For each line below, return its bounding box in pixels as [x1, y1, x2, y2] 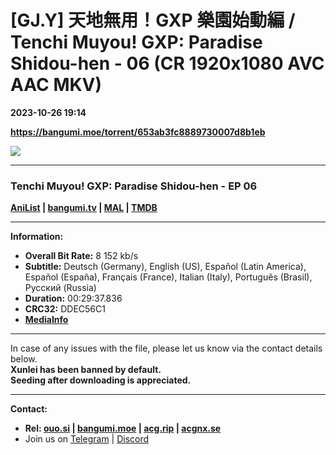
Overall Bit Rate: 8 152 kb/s [24, 250, 139, 262]
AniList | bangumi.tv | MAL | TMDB [10, 202, 158, 214]
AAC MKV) [10, 74, 103, 96]
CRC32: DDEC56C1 [24, 303, 106, 315]
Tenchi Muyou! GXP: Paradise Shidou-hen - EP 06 [10, 179, 258, 193]
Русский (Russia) [24, 282, 97, 294]
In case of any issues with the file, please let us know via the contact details [10, 342, 323, 355]
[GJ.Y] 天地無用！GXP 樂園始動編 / [10, 9, 296, 32]
